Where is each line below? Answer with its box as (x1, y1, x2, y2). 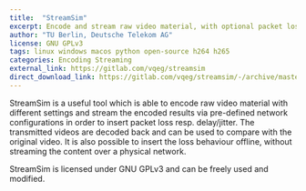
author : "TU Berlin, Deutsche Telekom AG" (9, 30, 173, 39)
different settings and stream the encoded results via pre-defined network (9, 106, 289, 118)
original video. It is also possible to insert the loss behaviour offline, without (9, 136, 292, 146)
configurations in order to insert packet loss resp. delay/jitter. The (9, 116, 255, 127)
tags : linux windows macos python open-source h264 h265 (9, 47, 230, 56)
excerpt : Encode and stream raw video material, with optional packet (9, 22, 283, 31)
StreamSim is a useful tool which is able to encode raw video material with (9, 97, 289, 108)
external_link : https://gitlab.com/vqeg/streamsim (9, 65, 206, 74)
